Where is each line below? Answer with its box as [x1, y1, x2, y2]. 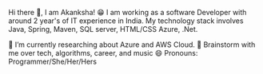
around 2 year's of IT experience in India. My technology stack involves [8, 16, 244, 25]
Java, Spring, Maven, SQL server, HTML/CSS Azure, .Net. [8, 25, 198, 33]
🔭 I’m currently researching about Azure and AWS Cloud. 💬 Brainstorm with [8, 40, 256, 49]
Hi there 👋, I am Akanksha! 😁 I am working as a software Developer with [8, 8, 247, 17]
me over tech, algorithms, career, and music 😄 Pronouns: [8, 49, 198, 57]
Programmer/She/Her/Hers [8, 56, 98, 66]
